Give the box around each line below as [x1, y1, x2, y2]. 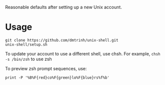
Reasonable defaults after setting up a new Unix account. [5, 4, 122, 10]
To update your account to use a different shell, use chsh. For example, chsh [5, 50, 161, 56]
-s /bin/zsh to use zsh [5, 56, 52, 62]
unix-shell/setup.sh [5, 42, 48, 47]
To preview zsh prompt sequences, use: [5, 65, 87, 71]
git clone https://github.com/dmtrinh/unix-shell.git [5, 38, 119, 42]
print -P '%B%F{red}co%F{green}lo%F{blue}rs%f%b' [5, 75, 110, 80]
